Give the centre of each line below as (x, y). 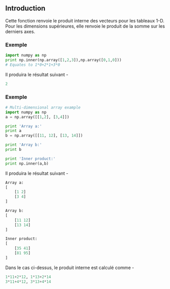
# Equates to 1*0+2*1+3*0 (33, 65)
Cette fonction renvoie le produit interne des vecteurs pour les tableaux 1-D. (85, 20)
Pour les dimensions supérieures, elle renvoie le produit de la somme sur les (85, 26)
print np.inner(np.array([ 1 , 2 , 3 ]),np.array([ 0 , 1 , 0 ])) (64, 60)
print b (13, 150)
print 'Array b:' (24, 145)
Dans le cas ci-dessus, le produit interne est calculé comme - (70, 268)
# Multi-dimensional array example (43, 107)
